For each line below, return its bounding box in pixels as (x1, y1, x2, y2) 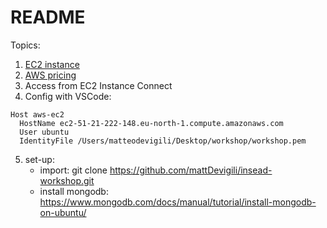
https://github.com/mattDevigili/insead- (109, 164, 273, 176)
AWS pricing (24, 69, 77, 81)
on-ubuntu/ (39, 206, 87, 218)
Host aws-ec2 (10, 109, 65, 120)
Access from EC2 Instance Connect (24, 79, 173, 91)
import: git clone (39, 164, 108, 176)
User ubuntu (19, 127, 70, 137)
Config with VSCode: (24, 90, 112, 102)
